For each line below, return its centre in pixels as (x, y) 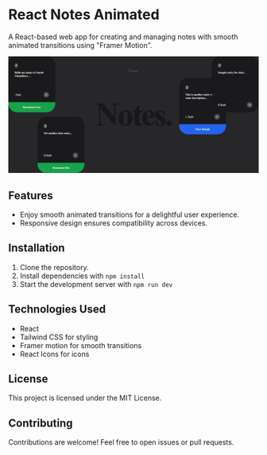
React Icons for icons (54, 354)
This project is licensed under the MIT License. (85, 398)
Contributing (41, 423)
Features (31, 196)
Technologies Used (57, 310)
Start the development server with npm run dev (96, 284)
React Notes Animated (84, 15)
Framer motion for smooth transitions (81, 345)
